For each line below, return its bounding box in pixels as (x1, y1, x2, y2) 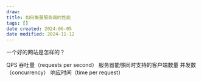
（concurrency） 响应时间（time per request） (6, 69, 124, 76)
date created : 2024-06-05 (6, 25, 72, 32)
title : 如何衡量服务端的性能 (6, 14, 71, 20)
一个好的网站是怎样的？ (6, 49, 65, 56)
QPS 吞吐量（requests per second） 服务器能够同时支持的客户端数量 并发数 (6, 61, 197, 69)
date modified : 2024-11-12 (6, 31, 75, 37)
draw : (6, 8, 20, 15)
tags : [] (6, 20, 29, 26)
